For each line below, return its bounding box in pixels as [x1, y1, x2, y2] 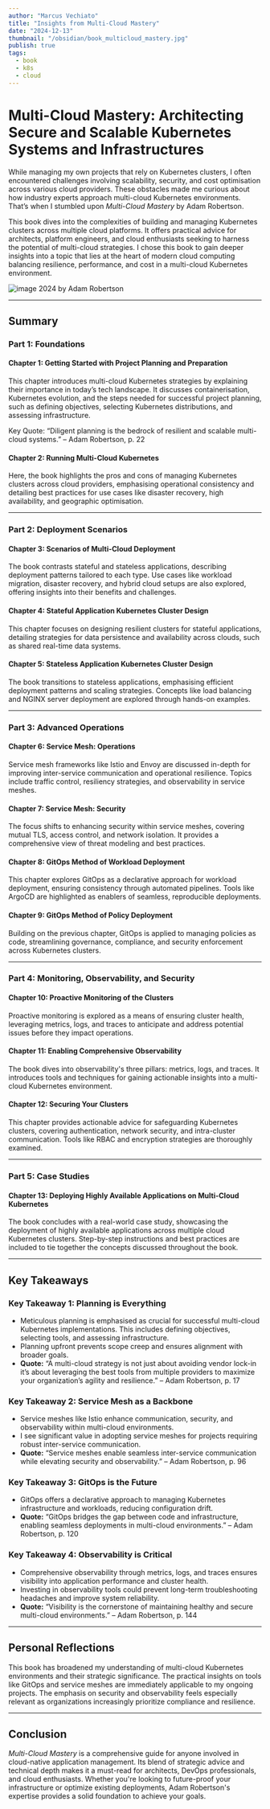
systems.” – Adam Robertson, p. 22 [28, 435, 145, 445]
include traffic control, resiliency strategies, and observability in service [8, 777, 245, 786]
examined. [8, 1143, 43, 1153]
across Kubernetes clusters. [8, 946, 102, 955]
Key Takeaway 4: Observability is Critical [8, 1549, 173, 1561]
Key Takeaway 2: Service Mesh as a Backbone [8, 1396, 194, 1407]
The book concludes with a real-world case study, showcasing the [8, 1217, 229, 1227]
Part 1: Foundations [8, 338, 86, 350]
